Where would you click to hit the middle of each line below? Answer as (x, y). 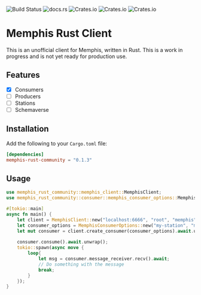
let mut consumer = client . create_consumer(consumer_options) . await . (106, 231)
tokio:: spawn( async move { (51, 248)
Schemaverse (32, 110)
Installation (28, 129)
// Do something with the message (81, 264)
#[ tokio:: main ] (25, 209)
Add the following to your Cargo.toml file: (57, 143)
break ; (46, 270)
